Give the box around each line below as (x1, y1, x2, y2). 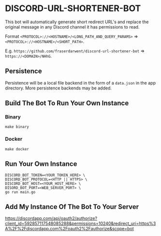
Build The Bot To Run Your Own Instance (5, 99, 129, 107)
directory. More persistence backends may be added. (5, 85, 112, 91)
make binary (5, 124, 29, 130)
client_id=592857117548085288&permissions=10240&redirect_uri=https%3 (5, 221, 156, 226)
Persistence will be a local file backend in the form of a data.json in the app (5, 80, 156, 86)
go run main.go (5, 190, 36, 194)
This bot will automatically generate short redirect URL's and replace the (5, 19, 149, 25)
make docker (5, 147, 29, 151)
